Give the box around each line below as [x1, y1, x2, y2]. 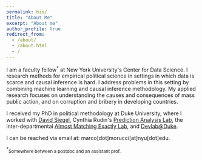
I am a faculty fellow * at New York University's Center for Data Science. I [6, 65, 188, 73]
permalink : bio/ [6, 8, 47, 15]
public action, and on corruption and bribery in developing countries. [6, 98, 178, 105]
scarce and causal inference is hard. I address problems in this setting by [6, 79, 189, 86]
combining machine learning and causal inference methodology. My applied [6, 85, 196, 93]
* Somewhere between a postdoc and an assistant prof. [6, 146, 121, 155]
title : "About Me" [6, 15, 53, 21]
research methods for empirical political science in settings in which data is [6, 72, 195, 79]
